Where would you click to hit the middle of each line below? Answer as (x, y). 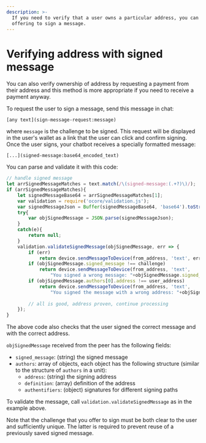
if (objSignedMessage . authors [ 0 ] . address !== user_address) (107, 281)
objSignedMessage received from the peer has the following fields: (89, 345)
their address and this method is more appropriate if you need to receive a (100, 90)
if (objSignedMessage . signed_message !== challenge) (97, 264)
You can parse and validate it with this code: (62, 167)
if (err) (40, 252)
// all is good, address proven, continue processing (98, 304)
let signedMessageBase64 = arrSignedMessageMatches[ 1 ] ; (90, 195)
